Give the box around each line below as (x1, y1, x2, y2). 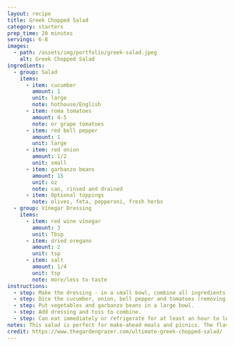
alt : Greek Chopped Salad (19, 56, 95, 63)
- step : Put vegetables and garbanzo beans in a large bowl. (13, 302, 195, 309)
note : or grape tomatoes (32, 120, 104, 128)
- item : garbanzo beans (25, 165, 95, 173)
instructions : (7, 283, 49, 289)
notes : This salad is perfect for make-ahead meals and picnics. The (7, 322, 214, 329)
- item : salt (25, 257, 64, 264)
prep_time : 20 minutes (7, 29, 73, 37)
